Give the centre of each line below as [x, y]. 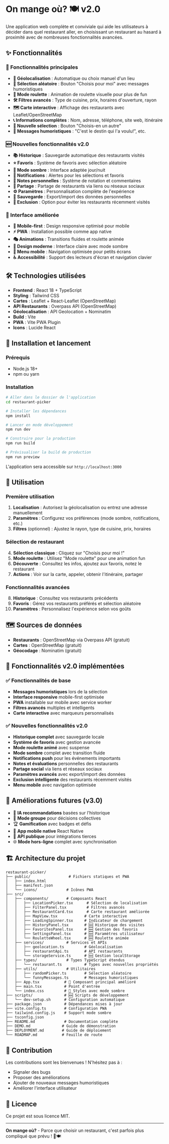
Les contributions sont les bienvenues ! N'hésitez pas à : [64, 1063]
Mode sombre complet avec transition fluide [59, 753]
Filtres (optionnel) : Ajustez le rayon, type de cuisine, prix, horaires [82, 529]
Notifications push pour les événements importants [67, 758]
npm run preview [23, 457]
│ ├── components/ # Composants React [56, 899]
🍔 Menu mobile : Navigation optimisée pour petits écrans [72, 252]
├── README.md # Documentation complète [62, 1022]
